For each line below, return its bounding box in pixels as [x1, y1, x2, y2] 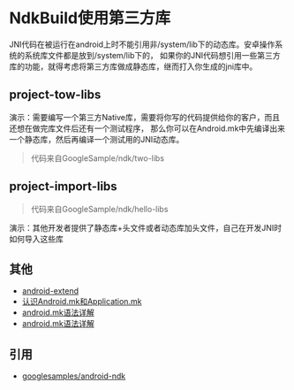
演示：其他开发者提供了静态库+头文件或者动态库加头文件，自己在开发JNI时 [9, 222, 283, 233]
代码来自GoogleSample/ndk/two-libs [30, 152, 165, 164]
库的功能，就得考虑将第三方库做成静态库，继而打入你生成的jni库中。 [9, 61, 258, 72]
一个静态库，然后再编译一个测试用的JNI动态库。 [9, 134, 185, 144]
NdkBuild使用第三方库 [9, 8, 171, 28]
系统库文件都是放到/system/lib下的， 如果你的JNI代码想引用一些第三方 [24, 50, 281, 60]
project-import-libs [9, 179, 117, 195]
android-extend [21, 286, 79, 296]
